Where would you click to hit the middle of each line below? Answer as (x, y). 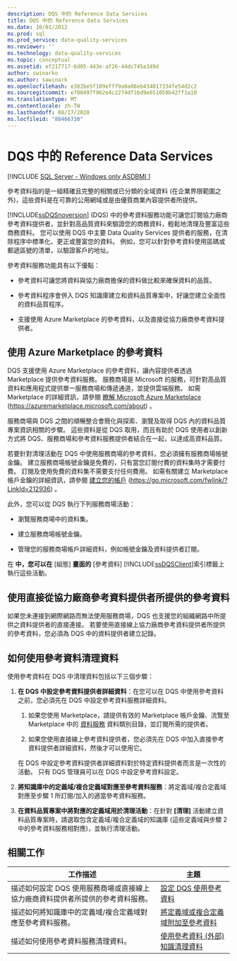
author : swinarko (33, 73)
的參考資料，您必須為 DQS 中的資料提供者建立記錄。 (84, 634)
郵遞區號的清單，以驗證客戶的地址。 (60, 250)
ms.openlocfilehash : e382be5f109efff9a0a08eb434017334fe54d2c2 (102, 86)
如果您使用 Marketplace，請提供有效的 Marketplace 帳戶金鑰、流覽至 (129, 715)
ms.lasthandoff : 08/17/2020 (49, 112)
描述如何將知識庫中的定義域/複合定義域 (76, 912)
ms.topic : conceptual (39, 60)
